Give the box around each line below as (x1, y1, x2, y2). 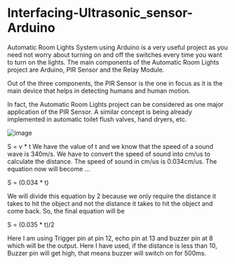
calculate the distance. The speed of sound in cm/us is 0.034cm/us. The (7, 157, 217, 166)
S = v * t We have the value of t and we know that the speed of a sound (7, 142, 214, 150)
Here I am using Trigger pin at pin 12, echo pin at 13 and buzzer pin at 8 (7, 234, 213, 242)
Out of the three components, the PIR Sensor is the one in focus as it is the (7, 79, 223, 87)
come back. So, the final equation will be (7, 206, 125, 215)
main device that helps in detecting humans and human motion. (7, 86, 191, 95)
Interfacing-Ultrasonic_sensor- (7, 5, 193, 21)
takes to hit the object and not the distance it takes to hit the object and (7, 199, 213, 208)
